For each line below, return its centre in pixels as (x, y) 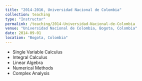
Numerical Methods (33, 67)
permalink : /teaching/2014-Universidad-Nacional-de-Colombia (70, 24)
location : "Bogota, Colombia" (37, 38)
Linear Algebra (28, 62)
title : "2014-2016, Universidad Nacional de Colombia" (63, 10)
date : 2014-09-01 (23, 33)
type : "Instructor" (25, 19)
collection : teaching (28, 14)
